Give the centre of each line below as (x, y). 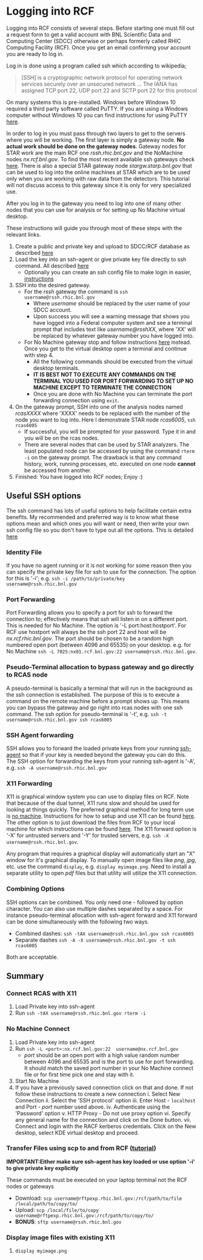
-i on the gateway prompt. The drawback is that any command (103, 457)
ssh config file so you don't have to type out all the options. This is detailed (100, 530)
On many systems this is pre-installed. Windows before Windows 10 (91, 102)
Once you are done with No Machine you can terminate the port (113, 394)
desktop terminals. (56, 368)
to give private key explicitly (42, 1168)
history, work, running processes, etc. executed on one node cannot (110, 464)
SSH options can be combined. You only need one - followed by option (95, 902)
